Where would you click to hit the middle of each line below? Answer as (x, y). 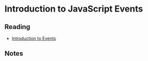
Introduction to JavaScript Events (74, 9)
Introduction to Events (34, 38)
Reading (17, 27)
